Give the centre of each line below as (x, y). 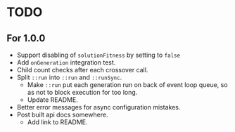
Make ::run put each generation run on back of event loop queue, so (127, 85)
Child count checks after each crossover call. (82, 70)
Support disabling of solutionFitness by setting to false (99, 55)
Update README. (52, 100)
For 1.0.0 (26, 38)
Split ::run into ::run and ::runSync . (69, 77)
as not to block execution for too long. (82, 92)
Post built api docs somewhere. (62, 114)
